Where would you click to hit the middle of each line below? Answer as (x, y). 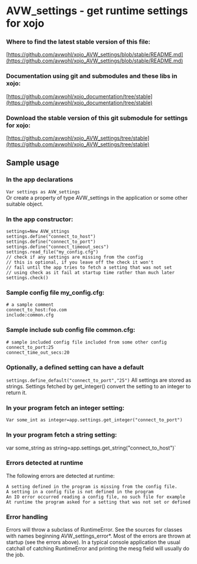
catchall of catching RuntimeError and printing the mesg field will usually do (98, 549)
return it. (16, 393)
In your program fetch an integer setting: (65, 408)
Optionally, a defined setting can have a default (75, 367)
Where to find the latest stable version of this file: (78, 42)
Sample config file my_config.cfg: (55, 292)
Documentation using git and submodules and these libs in (92, 76)
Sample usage (33, 163)
